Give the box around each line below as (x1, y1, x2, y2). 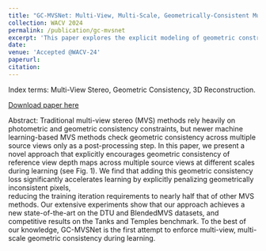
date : (8, 41, 26, 49)
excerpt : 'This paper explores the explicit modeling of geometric (8, 33, 236, 42)
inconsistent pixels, (8, 183, 71, 192)
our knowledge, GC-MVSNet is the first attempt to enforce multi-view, (8, 225, 236, 234)
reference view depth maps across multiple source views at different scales (8, 158, 255, 167)
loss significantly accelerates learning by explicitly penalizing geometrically (8, 174, 254, 184)
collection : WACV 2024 (8, 19, 83, 27)
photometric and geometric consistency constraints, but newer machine (8, 124, 244, 133)
